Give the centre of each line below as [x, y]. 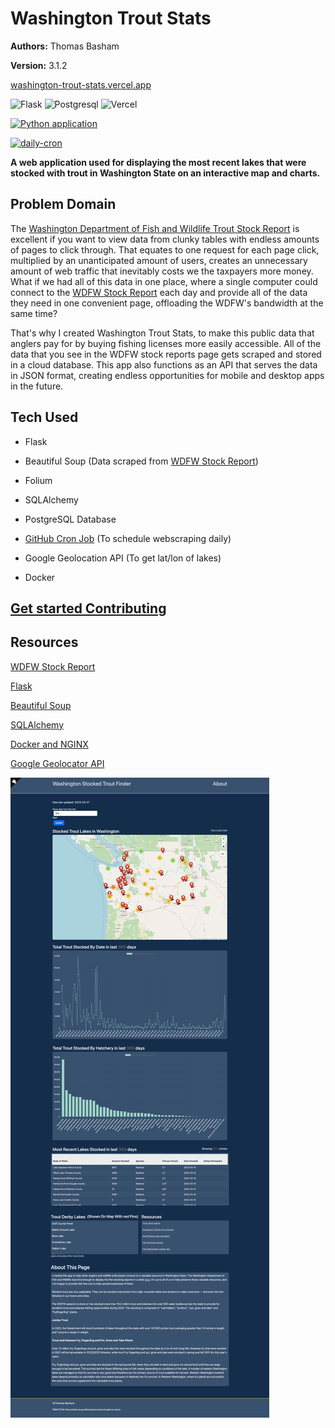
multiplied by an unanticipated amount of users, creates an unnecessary [159, 260]
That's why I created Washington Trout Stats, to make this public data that [162, 333]
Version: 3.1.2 [39, 65]
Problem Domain [63, 204]
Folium [38, 480]
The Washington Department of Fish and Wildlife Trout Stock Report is [155, 228]
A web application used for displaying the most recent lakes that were [158, 162]
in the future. [37, 386]
